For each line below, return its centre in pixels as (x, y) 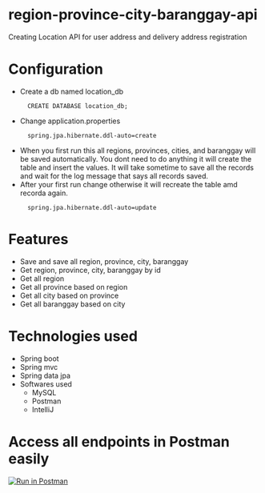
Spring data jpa (45, 375)
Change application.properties (70, 121)
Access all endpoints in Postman (119, 441)
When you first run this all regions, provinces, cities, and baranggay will (138, 150)
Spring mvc (39, 367)
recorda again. (44, 193)
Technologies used (73, 336)
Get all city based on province (69, 295)
